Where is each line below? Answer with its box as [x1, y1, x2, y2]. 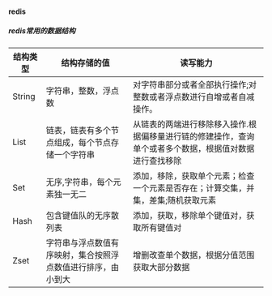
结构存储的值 [61, 57, 111, 68]
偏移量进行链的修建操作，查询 [141, 131, 255, 142]
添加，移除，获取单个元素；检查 [133, 170, 255, 182]
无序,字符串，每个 [45, 176, 113, 187]
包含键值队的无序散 [45, 209, 120, 221]
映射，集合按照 [53, 249, 112, 260]
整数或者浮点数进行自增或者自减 [133, 91, 255, 102]
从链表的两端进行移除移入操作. [133, 118, 249, 130]
